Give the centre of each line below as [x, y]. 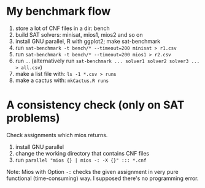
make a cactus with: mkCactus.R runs [62, 80]
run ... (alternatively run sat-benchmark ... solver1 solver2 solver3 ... [107, 61]
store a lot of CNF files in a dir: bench [63, 28]
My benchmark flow [59, 11]
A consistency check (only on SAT [95, 105]
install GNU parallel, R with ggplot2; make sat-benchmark [88, 41]
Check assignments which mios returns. [57, 135]
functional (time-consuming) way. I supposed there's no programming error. [102, 178]
